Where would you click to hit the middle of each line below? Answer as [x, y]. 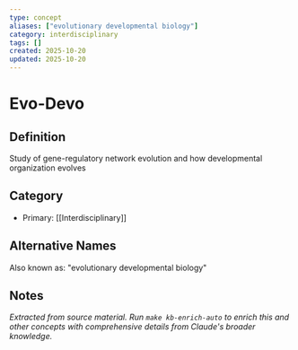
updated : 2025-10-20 [48, 59]
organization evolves [48, 168]
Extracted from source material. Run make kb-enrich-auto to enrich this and [149, 317]
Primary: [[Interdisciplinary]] [74, 217]
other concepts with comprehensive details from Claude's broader [132, 327]
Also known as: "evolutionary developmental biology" [108, 267]
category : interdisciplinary [64, 34]
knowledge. [31, 337]
